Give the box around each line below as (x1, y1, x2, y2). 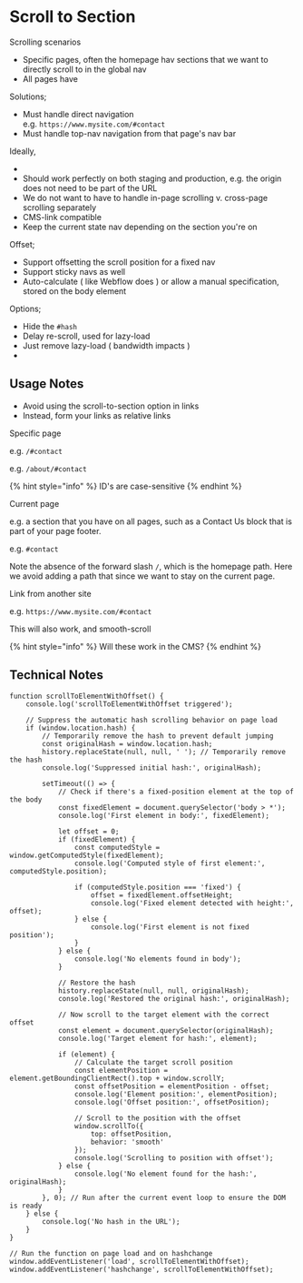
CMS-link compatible (22, 211, 103, 222)
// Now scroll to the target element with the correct (57, 1010, 270, 1019)
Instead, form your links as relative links (22, 409, 171, 420)
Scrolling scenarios (9, 36, 82, 47)
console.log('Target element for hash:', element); (57, 1034, 258, 1043)
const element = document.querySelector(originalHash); (57, 1025, 274, 1035)
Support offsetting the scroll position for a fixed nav (22, 257, 216, 268)
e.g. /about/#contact (9, 462, 88, 474)
